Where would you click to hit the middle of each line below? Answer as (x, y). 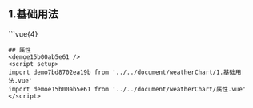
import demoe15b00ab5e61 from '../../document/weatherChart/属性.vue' (127, 89)
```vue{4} (23, 33)
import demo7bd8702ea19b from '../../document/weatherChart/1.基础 (122, 72)
